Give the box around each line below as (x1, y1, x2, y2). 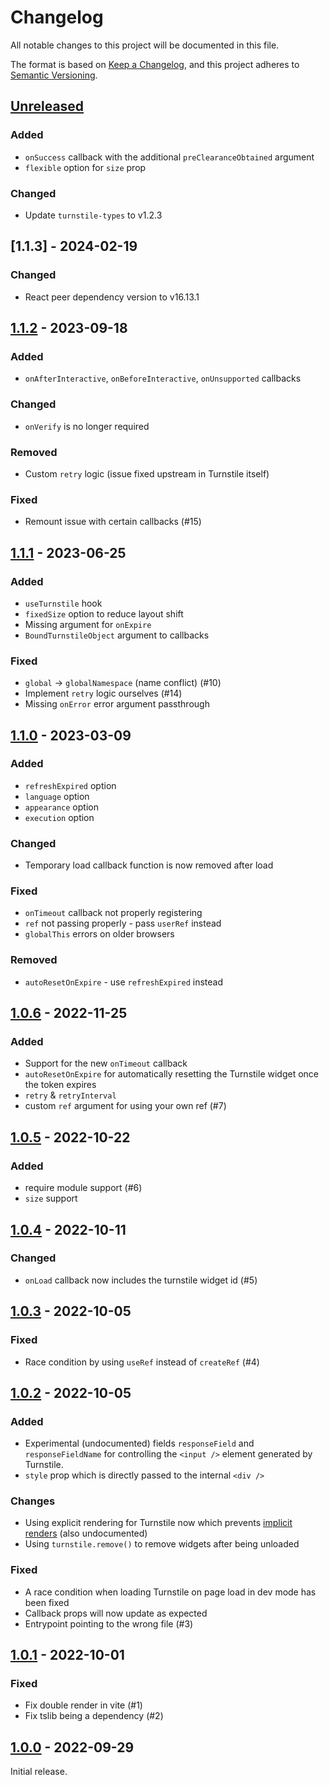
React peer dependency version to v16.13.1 (24, 291, 200, 303)
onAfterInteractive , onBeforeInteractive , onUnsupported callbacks (24, 372, 302, 385)
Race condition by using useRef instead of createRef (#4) (24, 1356, 260, 1368)
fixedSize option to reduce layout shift (24, 607, 184, 620)
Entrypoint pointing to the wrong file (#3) (24, 1617, 194, 1630)
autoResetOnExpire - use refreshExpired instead (24, 976, 223, 988)
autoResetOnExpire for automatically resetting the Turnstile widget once (24, 1068, 319, 1080)
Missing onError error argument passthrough (24, 698, 210, 710)
